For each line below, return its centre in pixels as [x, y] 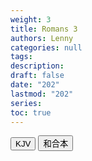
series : [26, 103]
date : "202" [35, 85]
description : [37, 66]
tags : [21, 57]
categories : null [46, 47]
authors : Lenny [42, 38]
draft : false [37, 76]
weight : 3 [31, 19]
